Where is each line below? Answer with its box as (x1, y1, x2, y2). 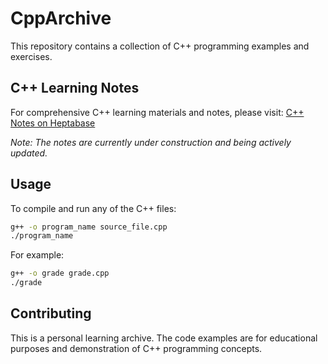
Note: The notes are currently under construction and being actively (10, 136, 292, 148)
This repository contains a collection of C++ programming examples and (10, 40, 310, 52)
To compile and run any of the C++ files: (10, 202, 177, 214)
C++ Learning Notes (10, 80, 140, 97)
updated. (10, 147, 48, 159)
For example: (10, 249, 65, 261)
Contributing (10, 305, 92, 322)
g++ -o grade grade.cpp (10, 268, 110, 279)
